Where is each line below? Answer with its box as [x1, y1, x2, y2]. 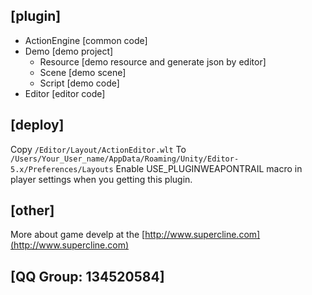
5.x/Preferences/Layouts [10, 164, 114, 174]
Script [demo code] [39, 77, 120, 89]
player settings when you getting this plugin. [10, 173, 193, 185]
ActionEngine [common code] [24, 34, 148, 46]
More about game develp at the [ [10, 229, 146, 241]
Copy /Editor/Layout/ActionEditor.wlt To [10, 143, 187, 155]
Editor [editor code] [24, 87, 106, 99]
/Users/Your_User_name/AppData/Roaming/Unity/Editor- [10, 154, 240, 164]
